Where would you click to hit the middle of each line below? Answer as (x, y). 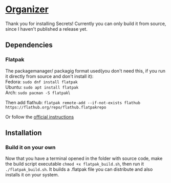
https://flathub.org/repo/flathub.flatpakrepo (56, 107)
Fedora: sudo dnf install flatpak (41, 82)
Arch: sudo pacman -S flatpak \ (38, 93)
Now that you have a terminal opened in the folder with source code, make (84, 158)
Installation (24, 133)
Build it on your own (30, 147)
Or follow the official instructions (40, 117)
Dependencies (29, 45)
